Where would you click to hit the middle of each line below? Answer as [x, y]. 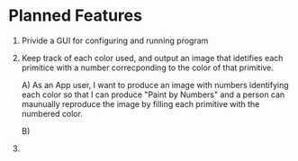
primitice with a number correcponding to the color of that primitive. [147, 67]
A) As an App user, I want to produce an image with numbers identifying [155, 85]
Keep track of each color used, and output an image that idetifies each [152, 58]
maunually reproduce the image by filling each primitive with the [140, 103]
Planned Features [76, 16]
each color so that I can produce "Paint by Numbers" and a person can [153, 94]
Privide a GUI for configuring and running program [115, 40]
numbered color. [52, 113]
